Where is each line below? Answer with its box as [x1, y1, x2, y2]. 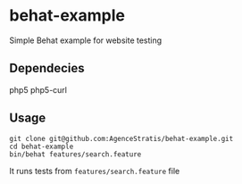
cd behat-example [9, 142, 74, 151]
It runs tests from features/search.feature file [9, 165, 180, 176]
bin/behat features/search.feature [9, 149, 142, 159]
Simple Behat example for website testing [9, 35, 163, 46]
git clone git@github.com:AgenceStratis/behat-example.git [9, 134, 234, 143]
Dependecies [9, 61, 85, 76]
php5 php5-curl [9, 84, 67, 95]
